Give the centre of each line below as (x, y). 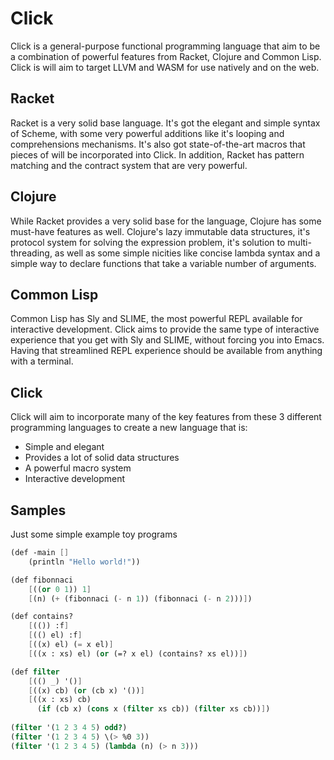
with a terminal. (42, 361)
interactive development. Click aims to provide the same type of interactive (165, 329)
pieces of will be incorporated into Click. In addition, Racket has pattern (157, 154)
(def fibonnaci (42, 580)
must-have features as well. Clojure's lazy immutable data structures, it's (160, 231)
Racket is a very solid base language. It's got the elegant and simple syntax (165, 123)
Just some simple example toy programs (94, 534)
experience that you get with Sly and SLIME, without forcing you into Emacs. (167, 340)
